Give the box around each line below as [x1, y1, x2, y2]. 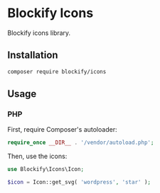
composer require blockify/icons [7, 68, 107, 75]
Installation [7, 49, 58, 61]
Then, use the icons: [7, 152, 68, 161]
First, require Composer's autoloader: [7, 125, 117, 134]
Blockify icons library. [7, 28, 71, 37]
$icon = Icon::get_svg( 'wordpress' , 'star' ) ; [7, 179, 151, 186]
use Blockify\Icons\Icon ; [7, 166, 84, 173]
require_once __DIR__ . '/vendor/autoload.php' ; [7, 139, 154, 147]
